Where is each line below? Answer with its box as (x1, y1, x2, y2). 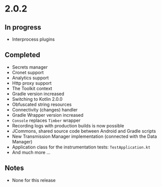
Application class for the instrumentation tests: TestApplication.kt (12, 144, 150, 150)
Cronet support (12, 69, 44, 75)
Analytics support (12, 75, 49, 81)
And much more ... (12, 149, 51, 155)
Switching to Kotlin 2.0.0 (12, 96, 63, 102)
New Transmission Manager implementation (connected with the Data (12, 133, 157, 139)
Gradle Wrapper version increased (12, 112, 84, 118)
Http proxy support (12, 80, 52, 86)
